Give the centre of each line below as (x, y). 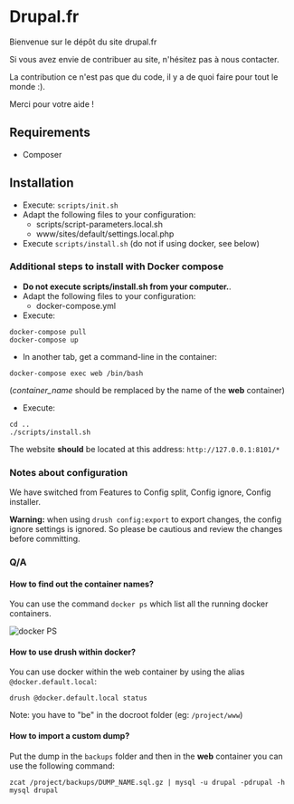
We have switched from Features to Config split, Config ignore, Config (140, 492)
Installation (42, 183)
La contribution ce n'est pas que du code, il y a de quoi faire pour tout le (144, 77)
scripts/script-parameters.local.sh (100, 224)
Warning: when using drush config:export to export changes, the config (146, 519)
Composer (42, 154)
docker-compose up (44, 340)
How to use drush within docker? (73, 652)
